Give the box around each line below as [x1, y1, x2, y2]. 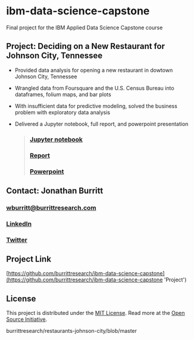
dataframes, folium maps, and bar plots [14, 91, 111, 98]
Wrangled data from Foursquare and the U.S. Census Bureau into [14, 84, 174, 91]
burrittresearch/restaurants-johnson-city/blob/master [6, 327, 137, 335]
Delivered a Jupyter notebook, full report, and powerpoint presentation [14, 120, 189, 127]
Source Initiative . [6, 316, 48, 323]
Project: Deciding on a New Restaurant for [6, 41, 165, 51]
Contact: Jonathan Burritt [6, 185, 104, 195]
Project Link [6, 254, 52, 264]
